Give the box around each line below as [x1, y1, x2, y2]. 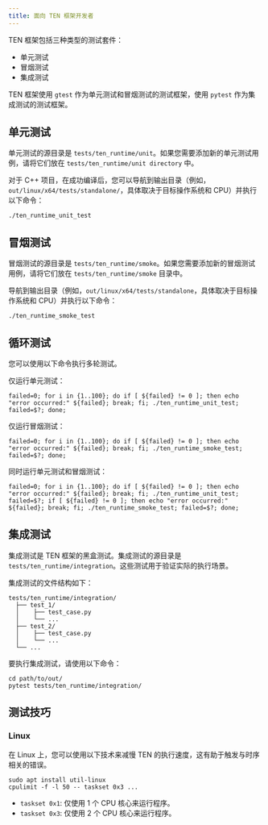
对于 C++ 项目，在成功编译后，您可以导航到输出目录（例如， [8, 175, 211, 185]
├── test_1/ [15, 601, 56, 609]
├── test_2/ [15, 622, 56, 630]
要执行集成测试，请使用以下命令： [8, 658, 122, 668]
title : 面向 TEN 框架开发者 [8, 11, 94, 20]
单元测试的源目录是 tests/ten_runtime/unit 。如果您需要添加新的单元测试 [8, 148, 252, 158]
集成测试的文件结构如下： [8, 577, 93, 587]
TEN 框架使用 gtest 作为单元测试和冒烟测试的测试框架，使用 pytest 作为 [8, 90, 249, 99]
